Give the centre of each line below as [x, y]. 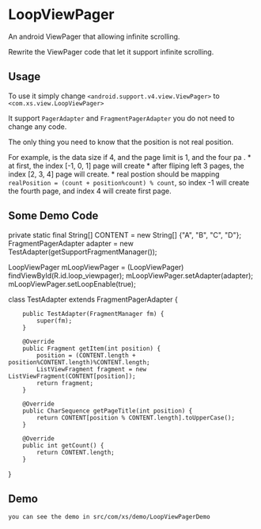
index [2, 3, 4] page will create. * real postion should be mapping [114, 174]
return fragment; [65, 383]
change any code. [38, 126]
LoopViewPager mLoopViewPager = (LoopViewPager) [96, 267]
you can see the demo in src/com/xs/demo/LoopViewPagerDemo [110, 517]
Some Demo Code [53, 216]
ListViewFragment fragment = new [92, 369]
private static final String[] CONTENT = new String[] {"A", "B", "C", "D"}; [125, 234]
